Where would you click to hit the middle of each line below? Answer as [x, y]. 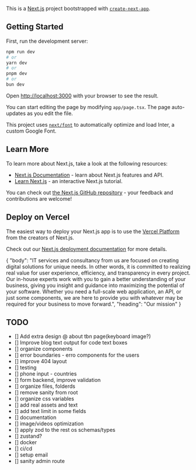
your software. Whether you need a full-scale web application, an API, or [94, 291]
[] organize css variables [44, 399]
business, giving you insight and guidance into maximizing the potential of [95, 285]
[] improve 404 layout [41, 361]
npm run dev [20, 52]
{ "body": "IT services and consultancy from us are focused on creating [92, 260]
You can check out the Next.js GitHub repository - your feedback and [90, 192]
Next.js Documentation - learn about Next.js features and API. [89, 175]
